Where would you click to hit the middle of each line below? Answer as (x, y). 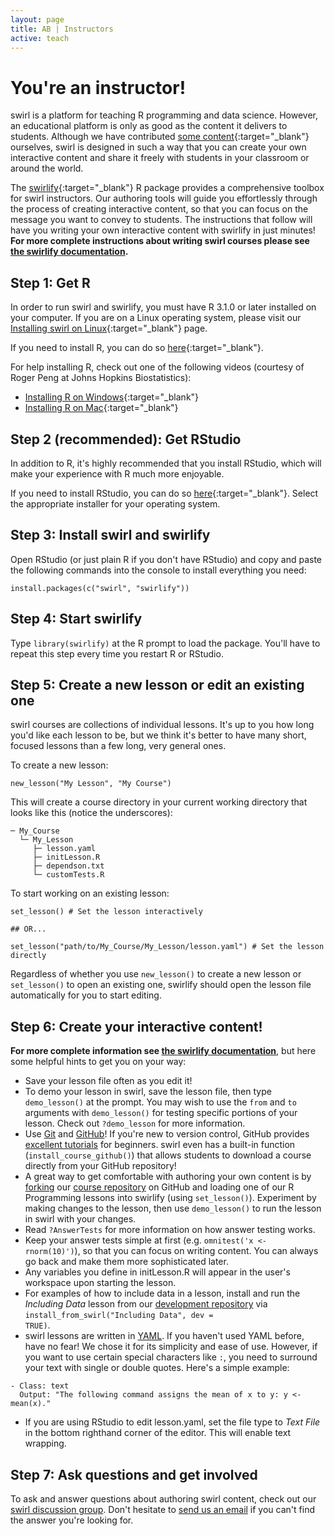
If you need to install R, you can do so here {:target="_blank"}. (137, 348)
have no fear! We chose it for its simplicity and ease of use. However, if (171, 1347)
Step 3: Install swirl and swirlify (110, 535)
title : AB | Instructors (62, 29)
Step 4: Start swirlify (76, 619)
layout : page (37, 19)
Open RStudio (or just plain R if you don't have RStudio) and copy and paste (166, 559)
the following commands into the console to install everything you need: (158, 570)
